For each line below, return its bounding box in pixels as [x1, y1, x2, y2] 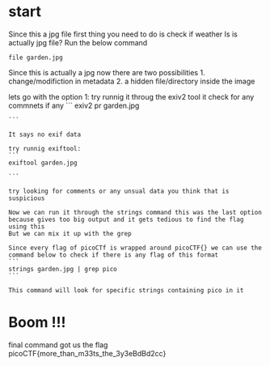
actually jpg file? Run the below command [8, 37, 148, 47]
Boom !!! [8, 313, 66, 332]
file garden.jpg [8, 53, 63, 62]
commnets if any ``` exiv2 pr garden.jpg [8, 100, 140, 110]
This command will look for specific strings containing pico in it [8, 286, 244, 294]
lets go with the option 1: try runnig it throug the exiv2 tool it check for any [8, 91, 255, 101]
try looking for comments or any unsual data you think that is [8, 187, 230, 195]
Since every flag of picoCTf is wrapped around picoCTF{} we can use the [8, 244, 263, 252]
